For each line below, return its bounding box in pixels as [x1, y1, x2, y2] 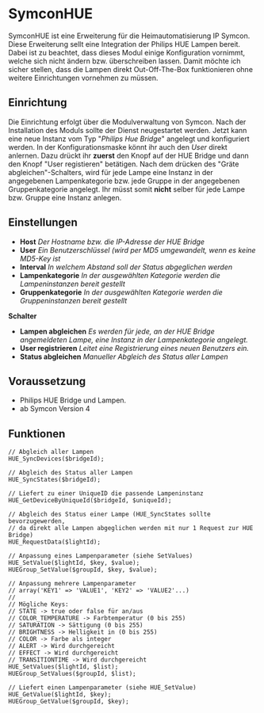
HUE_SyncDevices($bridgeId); [8, 455, 105, 463]
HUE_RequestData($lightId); [8, 538, 101, 547]
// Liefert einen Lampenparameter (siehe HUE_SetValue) [8, 684, 197, 692]
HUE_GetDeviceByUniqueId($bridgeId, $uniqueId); [8, 497, 172, 505]
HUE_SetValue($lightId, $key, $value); [8, 559, 140, 567]
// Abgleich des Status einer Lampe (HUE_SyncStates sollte [8, 510, 212, 519]
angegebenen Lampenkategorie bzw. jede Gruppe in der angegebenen [8, 176, 240, 185]
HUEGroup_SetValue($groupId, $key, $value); [8, 566, 158, 574]
